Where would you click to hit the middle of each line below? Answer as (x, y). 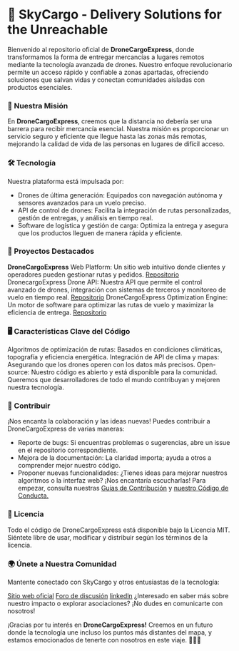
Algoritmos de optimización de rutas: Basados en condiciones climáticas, (115, 349)
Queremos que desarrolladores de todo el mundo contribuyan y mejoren (114, 380)
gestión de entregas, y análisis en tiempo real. (85, 217)
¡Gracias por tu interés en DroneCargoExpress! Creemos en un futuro (110, 625)
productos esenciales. (40, 87)
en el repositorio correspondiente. (68, 450)
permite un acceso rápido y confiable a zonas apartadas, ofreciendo (108, 72)
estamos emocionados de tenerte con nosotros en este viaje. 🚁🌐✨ (104, 640)
